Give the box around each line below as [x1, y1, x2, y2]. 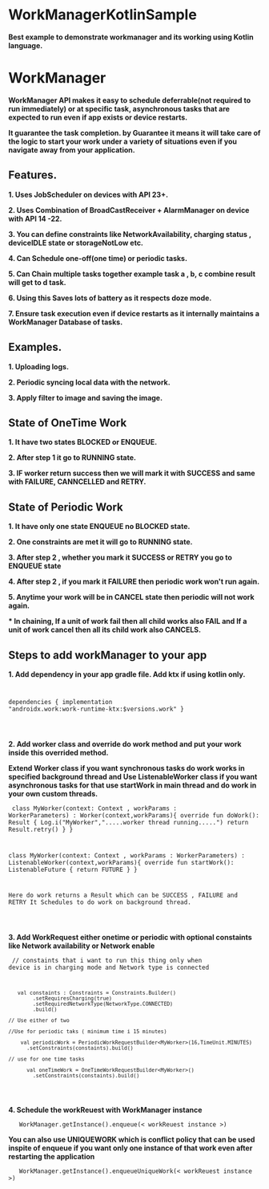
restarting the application [8, 1151, 95, 1161]
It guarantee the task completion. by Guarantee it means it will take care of [8, 128, 261, 137]
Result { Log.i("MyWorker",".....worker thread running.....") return [8, 818, 249, 826]
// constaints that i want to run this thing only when [11, 957, 203, 965]
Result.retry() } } [8, 825, 74, 833]
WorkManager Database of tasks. [8, 317, 123, 327]
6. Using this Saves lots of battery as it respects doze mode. [8, 293, 212, 303]
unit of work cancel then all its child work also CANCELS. [8, 625, 202, 635]
